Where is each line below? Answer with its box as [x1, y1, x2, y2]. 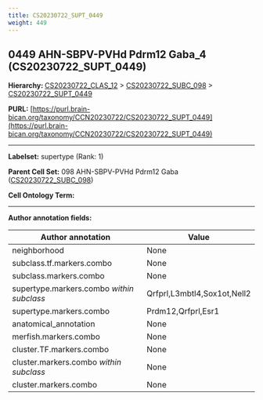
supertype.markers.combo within [12, 283, 135, 294]
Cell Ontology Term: [8, 191, 75, 200]
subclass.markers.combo [12, 271, 105, 282]
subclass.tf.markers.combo [12, 258, 112, 269]
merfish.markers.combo [12, 331, 100, 342]
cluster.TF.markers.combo [12, 344, 110, 355]
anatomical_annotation [12, 318, 95, 329]
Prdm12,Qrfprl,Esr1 [146, 306, 220, 317]
